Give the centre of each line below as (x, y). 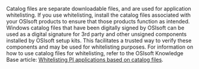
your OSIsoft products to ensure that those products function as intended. (98, 21)
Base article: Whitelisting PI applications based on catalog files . (85, 60)
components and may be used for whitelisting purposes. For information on (100, 47)
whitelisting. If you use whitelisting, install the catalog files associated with (99, 15)
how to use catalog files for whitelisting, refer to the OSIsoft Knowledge (95, 53)
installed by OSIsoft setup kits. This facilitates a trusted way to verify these (99, 40)
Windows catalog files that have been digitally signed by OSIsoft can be (96, 28)
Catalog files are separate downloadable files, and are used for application (99, 9)
